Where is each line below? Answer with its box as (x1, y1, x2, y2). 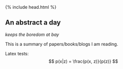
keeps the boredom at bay (5, 32, 60, 37)
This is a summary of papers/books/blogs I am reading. (5, 41, 118, 47)
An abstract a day (5, 18, 61, 27)
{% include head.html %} (5, 4, 57, 10)
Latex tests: (5, 50, 29, 56)
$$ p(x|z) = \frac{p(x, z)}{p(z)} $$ (49, 58, 118, 64)
